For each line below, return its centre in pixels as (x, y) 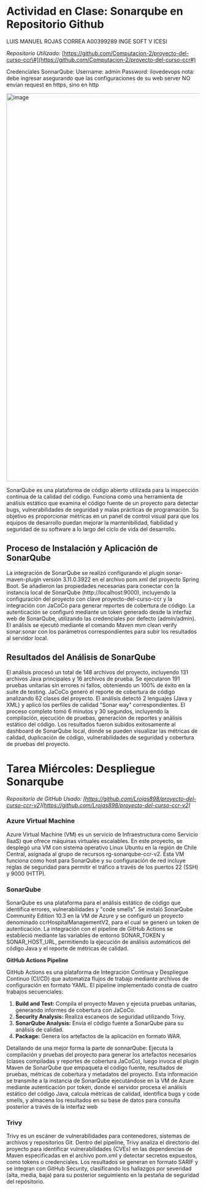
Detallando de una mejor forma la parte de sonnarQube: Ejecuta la (90, 1048)
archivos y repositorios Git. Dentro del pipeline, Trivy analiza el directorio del (103, 1143)
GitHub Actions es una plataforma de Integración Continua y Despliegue (97, 972)
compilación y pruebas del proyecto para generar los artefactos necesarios (101, 1055)
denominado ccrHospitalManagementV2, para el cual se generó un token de (103, 922)
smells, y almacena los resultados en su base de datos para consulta (93, 1100)
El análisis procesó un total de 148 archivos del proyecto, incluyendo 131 (97, 672)
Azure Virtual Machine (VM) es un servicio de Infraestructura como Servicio (102, 834)
